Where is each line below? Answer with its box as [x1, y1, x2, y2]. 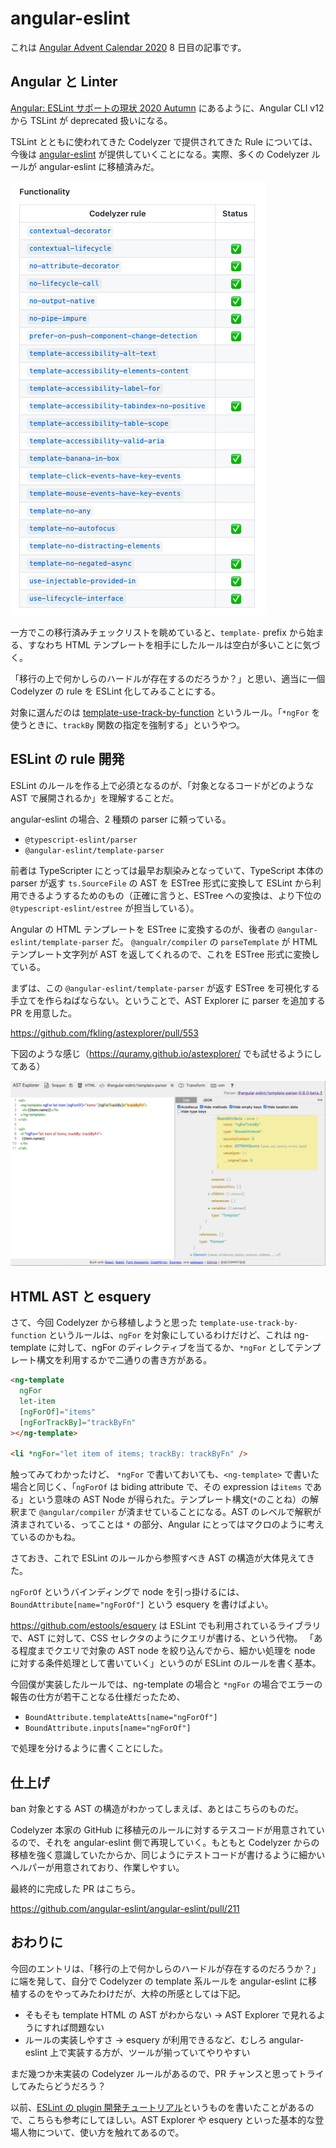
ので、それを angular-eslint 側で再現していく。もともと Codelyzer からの [18, 1836, 320, 1848]
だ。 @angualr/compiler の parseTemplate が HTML [111, 935, 318, 947]
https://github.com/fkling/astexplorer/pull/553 [10, 1027, 200, 1039]
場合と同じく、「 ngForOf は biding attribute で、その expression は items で [10, 1481, 313, 1493]
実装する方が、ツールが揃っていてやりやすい [66, 2046, 251, 2058]
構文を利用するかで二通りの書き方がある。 [36, 1354, 212, 1366]
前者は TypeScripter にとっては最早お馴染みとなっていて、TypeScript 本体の [10, 864, 324, 876]
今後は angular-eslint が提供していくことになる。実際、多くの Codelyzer [10, 148, 310, 160]
